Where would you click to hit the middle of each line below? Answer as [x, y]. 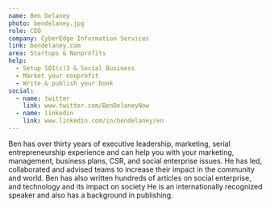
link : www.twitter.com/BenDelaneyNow [86, 106]
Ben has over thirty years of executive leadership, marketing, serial [120, 144]
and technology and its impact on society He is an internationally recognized [135, 186]
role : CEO [25, 31]
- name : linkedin [45, 114]
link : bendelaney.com [45, 46]
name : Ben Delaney [39, 16]
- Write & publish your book [64, 83]
